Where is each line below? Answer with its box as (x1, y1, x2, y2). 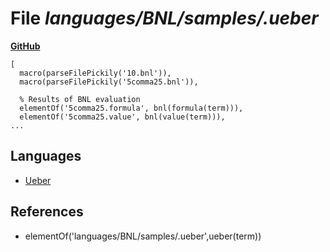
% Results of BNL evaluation (19, 94, 141, 104)
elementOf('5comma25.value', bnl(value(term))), (19, 112, 226, 122)
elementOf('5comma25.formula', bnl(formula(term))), (19, 103, 244, 113)
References (10, 203, 84, 221)
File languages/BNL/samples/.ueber (10, 7, 319, 30)
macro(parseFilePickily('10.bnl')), (19, 68, 172, 78)
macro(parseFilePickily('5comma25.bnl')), (19, 77, 199, 87)
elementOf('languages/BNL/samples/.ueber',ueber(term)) (24, 230, 262, 242)
